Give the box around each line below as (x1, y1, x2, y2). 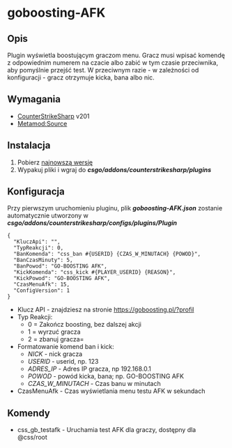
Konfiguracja (7, 186, 65, 198)
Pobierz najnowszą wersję (17, 158, 93, 167)
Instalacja (7, 139, 51, 151)
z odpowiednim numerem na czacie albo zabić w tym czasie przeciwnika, (7, 59, 218, 67)
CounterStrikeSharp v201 (17, 111, 90, 120)
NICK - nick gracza (27, 350, 83, 358)
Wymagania (7, 93, 61, 105)
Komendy (7, 407, 50, 419)
